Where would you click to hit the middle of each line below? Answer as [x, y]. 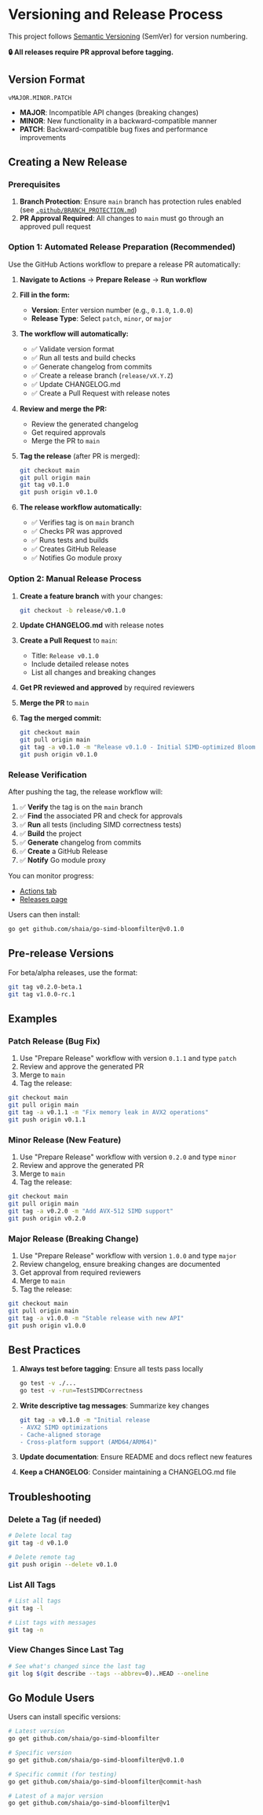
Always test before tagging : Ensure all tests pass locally [111, 1369]
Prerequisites [34, 185]
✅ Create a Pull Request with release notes [100, 393]
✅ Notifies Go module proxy [77, 558]
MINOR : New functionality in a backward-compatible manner [118, 120]
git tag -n [26, 1629]
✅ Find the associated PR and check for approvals [101, 816]
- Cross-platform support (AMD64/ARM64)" [88, 1442]
